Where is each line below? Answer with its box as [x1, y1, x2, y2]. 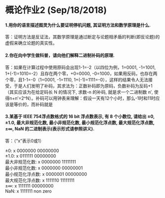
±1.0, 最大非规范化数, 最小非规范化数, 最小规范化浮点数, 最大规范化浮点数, [5, 119, 155, 126]
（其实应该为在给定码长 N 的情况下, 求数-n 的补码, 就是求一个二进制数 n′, [5, 89, 153, 95]
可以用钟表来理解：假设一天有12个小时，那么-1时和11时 [44, 95, 156, 101]
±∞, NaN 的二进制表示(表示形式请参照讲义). [5, 126, 95, 132]
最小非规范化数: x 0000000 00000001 [5, 165, 83, 171]
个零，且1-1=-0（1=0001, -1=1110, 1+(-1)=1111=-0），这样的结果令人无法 [5, 77, 149, 82]
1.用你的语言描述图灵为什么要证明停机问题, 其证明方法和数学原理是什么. [5, 22, 151, 28]
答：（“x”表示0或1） [5, 138, 44, 144]
